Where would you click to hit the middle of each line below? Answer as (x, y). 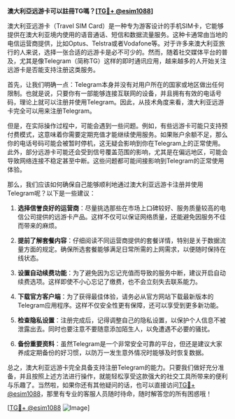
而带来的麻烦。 (39, 226)
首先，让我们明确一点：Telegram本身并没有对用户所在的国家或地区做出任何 (116, 84)
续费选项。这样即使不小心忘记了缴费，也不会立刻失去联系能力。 (109, 282)
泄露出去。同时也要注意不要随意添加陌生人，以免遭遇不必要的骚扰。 (115, 329)
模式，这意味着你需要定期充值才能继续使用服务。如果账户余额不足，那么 (123, 135)
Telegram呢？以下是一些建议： (51, 193)
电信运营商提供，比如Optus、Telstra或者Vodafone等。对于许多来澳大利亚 (113, 43)
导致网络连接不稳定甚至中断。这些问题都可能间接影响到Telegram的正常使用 (116, 161)
